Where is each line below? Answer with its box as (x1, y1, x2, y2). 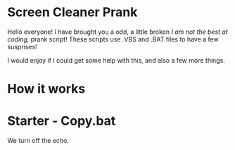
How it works (7, 81, 86, 97)
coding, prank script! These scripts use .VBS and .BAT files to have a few (7, 35, 220, 43)
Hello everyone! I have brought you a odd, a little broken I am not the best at (7, 27, 228, 36)
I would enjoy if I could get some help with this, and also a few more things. (7, 56, 225, 64)
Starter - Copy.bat (7, 113, 116, 129)
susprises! (7, 42, 37, 51)
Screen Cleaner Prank (7, 4, 138, 20)
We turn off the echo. (7, 137, 69, 145)
